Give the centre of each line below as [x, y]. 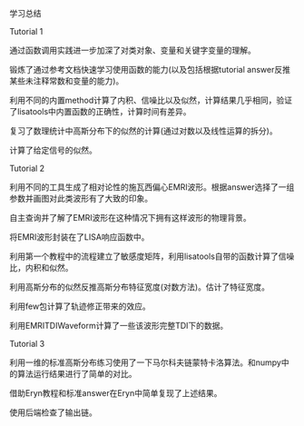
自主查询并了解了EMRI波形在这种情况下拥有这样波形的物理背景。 [130, 218]
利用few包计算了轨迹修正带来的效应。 [80, 306]
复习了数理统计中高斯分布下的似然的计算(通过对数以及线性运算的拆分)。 [144, 131]
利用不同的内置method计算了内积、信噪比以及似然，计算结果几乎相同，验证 [151, 100]
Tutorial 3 [27, 344]
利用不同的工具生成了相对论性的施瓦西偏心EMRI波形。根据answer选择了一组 [152, 187]
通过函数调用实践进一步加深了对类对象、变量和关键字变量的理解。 [132, 50]
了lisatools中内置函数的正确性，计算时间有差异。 [101, 111]
